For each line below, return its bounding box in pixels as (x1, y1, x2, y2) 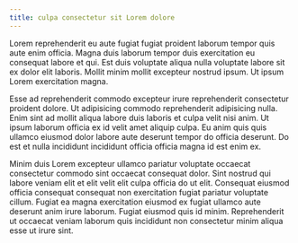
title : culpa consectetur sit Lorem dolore (9, 13, 176, 22)
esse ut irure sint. (9, 225, 74, 236)
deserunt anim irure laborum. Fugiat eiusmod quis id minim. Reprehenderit (9, 205, 284, 216)
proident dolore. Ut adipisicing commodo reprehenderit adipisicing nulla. (9, 102, 278, 113)
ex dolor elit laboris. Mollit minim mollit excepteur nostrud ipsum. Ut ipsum (9, 66, 284, 77)
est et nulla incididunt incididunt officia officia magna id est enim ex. (9, 141, 262, 152)
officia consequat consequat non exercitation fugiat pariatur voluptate (9, 187, 268, 197)
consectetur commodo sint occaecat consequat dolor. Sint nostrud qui (9, 168, 272, 178)
